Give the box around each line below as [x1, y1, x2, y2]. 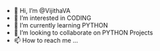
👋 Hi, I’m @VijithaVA [13, 7, 71, 14]
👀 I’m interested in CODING [13, 14, 91, 22]
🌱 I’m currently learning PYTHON [13, 21, 109, 29]
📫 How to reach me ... [13, 37, 78, 44]
